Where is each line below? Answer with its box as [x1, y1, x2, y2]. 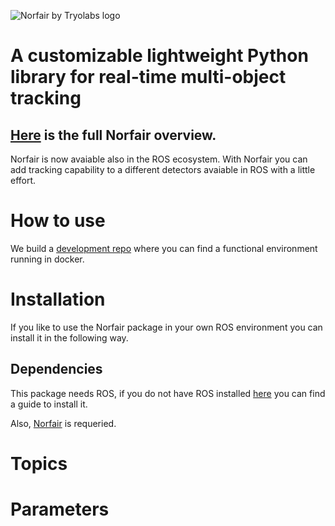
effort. [10, 175, 37, 186]
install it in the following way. [10, 331, 129, 344]
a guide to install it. [10, 398, 88, 410]
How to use [10, 210, 106, 232]
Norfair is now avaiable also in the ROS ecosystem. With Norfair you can [10, 153, 308, 165]
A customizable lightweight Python [10, 45, 309, 67]
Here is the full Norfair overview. [10, 126, 217, 144]
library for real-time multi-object [10, 66, 287, 89]
